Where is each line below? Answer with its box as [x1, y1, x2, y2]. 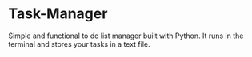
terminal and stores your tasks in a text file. [8, 39, 150, 48]
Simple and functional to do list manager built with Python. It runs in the [8, 31, 244, 40]
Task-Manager [8, 5, 108, 23]
